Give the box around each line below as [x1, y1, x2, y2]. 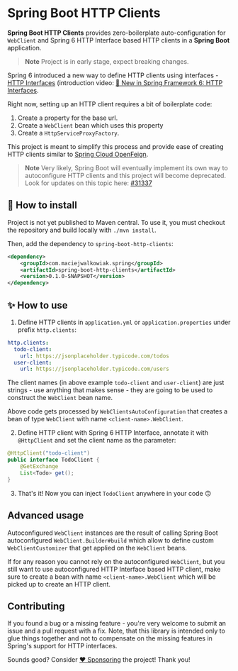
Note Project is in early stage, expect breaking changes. [24, 57, 189, 65]
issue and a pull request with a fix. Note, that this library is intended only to [7, 626, 225, 636]
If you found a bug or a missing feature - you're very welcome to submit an [7, 619, 227, 628]
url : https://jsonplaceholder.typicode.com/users [20, 365, 170, 373]
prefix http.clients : [17, 325, 76, 334]
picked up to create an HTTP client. [7, 579, 111, 588]
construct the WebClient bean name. [7, 394, 113, 402]
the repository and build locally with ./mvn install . [7, 226, 157, 234]
